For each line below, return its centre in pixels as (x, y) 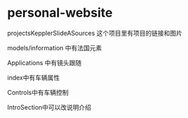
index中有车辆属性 (34, 78)
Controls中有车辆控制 (38, 92)
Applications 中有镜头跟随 (44, 62)
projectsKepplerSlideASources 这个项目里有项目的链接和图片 (95, 33)
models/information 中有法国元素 (55, 47)
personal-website (60, 13)
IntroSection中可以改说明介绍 (49, 107)
